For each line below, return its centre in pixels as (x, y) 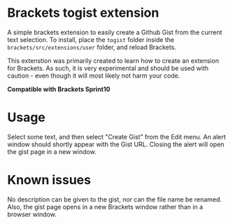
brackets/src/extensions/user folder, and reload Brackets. (92, 47)
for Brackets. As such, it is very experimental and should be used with (108, 68)
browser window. (32, 214)
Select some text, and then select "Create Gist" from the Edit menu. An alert (116, 136)
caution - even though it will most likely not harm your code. (94, 76)
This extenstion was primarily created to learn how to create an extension (113, 60)
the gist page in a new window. (52, 151)
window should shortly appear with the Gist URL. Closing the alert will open (116, 144)
